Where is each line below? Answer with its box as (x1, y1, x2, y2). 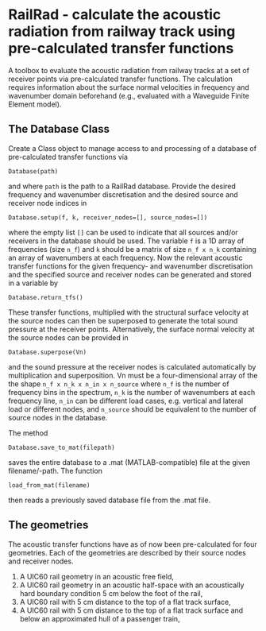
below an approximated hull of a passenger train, (19, 614, 180, 623)
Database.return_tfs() (8, 293, 83, 301)
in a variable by (8, 278, 58, 288)
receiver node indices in (8, 198, 87, 207)
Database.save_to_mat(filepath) (8, 443, 115, 451)
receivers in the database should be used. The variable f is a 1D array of (8, 236, 245, 246)
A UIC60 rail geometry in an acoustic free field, (19, 571, 175, 581)
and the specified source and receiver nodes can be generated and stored (8, 269, 252, 279)
